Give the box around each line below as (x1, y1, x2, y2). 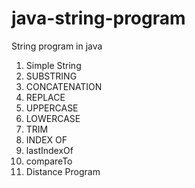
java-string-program (11, 7, 186, 30)
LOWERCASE (25, 112, 81, 124)
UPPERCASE (25, 102, 79, 114)
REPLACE (25, 91, 66, 103)
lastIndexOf (25, 144, 74, 156)
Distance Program (25, 165, 101, 177)
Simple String (25, 59, 82, 71)
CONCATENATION (25, 80, 103, 92)
